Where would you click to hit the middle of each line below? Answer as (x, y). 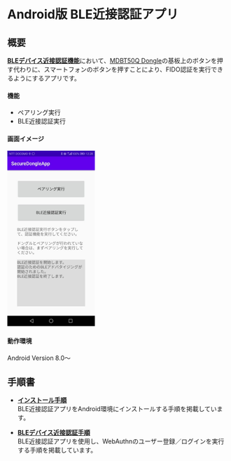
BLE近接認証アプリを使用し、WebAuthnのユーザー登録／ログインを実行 (121, 441)
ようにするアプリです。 (47, 78)
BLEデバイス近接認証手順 (54, 433)
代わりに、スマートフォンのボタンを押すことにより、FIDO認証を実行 (112, 69)
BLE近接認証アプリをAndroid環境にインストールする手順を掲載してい (117, 409)
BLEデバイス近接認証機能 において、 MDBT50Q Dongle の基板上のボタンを (112, 61)
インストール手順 (42, 400)
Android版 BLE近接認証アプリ (93, 14)
